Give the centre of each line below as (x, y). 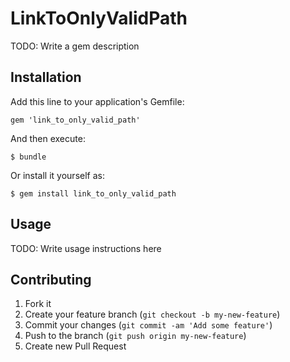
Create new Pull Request (75, 346)
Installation (46, 77)
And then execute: (48, 138)
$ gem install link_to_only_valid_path (93, 193)
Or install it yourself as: (57, 175)
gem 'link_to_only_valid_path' (75, 120)
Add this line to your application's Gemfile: (97, 101)
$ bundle (28, 157)
